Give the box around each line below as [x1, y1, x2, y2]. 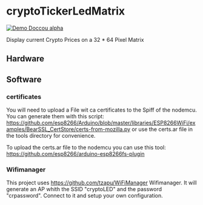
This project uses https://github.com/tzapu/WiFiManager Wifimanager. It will [6, 179, 197, 186]
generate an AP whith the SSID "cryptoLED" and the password [6, 186, 162, 193]
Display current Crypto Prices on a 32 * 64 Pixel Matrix [6, 36, 144, 43]
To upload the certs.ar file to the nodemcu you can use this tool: [6, 144, 167, 151]
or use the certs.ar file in [131, 126, 193, 133]
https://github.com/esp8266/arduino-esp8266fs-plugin [6, 150, 145, 158]
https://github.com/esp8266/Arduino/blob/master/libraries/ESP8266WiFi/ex [6, 119, 196, 127]
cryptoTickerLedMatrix [6, 4, 125, 18]
